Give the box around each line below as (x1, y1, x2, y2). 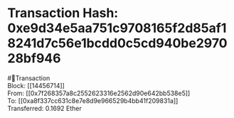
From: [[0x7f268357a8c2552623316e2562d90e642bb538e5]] (7, 89, 191, 97)
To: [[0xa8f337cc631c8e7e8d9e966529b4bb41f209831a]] (7, 96, 179, 104)
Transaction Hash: (7, 5, 119, 21)
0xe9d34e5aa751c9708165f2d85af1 (7, 20, 227, 36)
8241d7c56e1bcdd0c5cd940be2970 (7, 36, 228, 51)
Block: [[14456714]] (7, 81, 65, 90)
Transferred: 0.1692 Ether (7, 104, 82, 112)
